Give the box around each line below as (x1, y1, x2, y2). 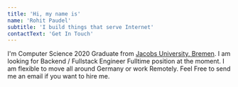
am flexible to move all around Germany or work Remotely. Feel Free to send (7, 64, 231, 73)
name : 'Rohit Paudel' (7, 17, 72, 24)
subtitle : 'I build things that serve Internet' (7, 23, 154, 30)
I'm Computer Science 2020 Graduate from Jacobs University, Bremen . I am (7, 50, 231, 58)
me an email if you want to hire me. (7, 72, 110, 81)
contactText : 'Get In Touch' (7, 30, 94, 37)
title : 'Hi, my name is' (7, 10, 81, 18)
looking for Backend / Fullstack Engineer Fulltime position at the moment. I (7, 57, 225, 66)
